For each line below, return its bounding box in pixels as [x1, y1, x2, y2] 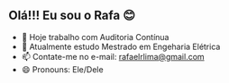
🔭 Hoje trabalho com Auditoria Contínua [21, 31, 169, 42]
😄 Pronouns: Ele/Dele [21, 63, 105, 75]
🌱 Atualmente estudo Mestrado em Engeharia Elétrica [21, 41, 221, 52]
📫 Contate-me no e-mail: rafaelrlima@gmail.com [21, 51, 205, 62]
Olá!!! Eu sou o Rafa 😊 [8, 8, 136, 23]
